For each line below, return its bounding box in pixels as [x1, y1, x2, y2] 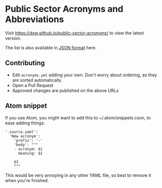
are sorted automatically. [12, 77, 63, 83]
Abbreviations [5, 14, 64, 25]
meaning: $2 [18, 151, 43, 156]
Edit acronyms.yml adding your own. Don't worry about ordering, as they [12, 72, 158, 78]
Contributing [5, 59, 45, 67]
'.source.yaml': [5, 129, 38, 134]
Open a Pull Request [12, 82, 54, 88]
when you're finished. [5, 177, 49, 183]
